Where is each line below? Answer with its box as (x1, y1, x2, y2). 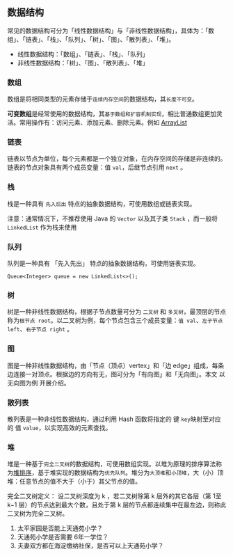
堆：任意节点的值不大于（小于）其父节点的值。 (7, 477, 141, 486)
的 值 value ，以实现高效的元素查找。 (7, 423, 112, 431)
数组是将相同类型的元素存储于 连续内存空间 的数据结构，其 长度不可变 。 (7, 95, 198, 103)
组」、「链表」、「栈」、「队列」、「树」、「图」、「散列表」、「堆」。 (7, 35, 175, 43)
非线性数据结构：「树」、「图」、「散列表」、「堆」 (17, 58, 149, 67)
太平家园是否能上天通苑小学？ (17, 524, 103, 532)
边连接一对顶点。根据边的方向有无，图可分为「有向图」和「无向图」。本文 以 (7, 370, 225, 378)
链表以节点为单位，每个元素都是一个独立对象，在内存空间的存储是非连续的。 (7, 154, 227, 163)
